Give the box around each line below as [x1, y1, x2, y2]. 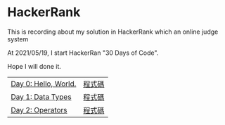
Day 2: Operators [11, 105, 68, 114]
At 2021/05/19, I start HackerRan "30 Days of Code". [7, 48, 159, 57]
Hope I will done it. [7, 62, 62, 70]
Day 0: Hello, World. [11, 79, 77, 88]
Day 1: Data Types [11, 92, 72, 102]
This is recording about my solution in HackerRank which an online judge [7, 27, 219, 36]
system [7, 34, 29, 43]
